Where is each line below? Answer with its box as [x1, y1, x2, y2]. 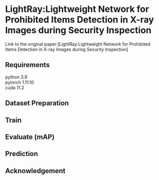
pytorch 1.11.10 [5, 79, 34, 85]
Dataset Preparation [5, 99, 69, 107]
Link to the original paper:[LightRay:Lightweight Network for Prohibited [5, 41, 151, 47]
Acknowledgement [5, 167, 66, 175]
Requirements [5, 61, 50, 69]
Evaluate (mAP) [5, 133, 55, 141]
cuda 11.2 [5, 85, 24, 90]
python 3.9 [5, 74, 27, 80]
